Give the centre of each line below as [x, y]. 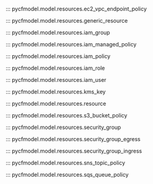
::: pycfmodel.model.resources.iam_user [56, 80]
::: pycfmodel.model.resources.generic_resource [67, 20]
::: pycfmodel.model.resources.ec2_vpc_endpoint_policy [76, 9]
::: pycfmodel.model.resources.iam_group [58, 32]
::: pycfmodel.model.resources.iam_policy [58, 56]
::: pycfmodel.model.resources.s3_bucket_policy [66, 115]
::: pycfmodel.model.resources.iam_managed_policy [71, 44]
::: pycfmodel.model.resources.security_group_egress [73, 139]
